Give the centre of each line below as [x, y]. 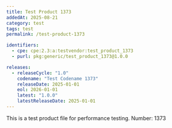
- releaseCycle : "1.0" [40, 73]
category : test [25, 23]
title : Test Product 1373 [39, 12]
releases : [19, 67]
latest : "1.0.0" [38, 95]
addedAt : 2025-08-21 [32, 18]
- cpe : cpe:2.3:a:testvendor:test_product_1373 [73, 51]
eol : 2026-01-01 [38, 90]
